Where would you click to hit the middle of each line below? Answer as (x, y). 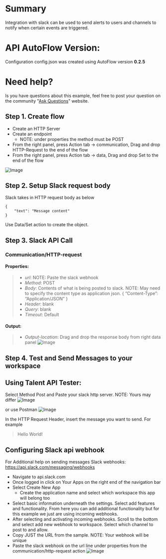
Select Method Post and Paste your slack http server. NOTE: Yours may (78, 395)
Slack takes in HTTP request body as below (50, 198)
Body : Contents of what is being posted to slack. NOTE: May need (92, 288)
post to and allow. (30, 530)
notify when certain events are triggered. (47, 27)
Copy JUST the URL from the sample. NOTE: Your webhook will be (81, 535)
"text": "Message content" (42, 211)
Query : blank (38, 309)
